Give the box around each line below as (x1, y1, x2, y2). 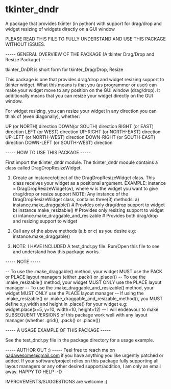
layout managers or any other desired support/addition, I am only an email (5, 363, 161, 369)
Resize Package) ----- (5, 56, 52, 62)
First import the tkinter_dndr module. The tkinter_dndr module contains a (5, 159, 158, 165)
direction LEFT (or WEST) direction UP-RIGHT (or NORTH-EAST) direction (5, 129, 161, 135)
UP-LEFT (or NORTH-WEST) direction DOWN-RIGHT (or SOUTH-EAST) (5, 134, 156, 140)
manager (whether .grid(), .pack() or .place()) (5, 317, 101, 323)
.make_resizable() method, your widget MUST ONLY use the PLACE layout (5, 279, 162, 285)
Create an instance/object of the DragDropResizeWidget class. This (12, 175, 155, 181)
